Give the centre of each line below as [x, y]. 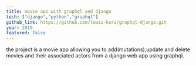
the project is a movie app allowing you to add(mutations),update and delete [98, 49]
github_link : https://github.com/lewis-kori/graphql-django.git [86, 22]
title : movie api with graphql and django [59, 11]
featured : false [26, 33]
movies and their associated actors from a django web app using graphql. [95, 56]
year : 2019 [19, 28]
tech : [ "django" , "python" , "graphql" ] [52, 17]
